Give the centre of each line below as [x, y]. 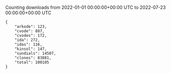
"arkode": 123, [31, 27]
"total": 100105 [32, 62]
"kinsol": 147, [31, 49]
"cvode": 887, [30, 31]
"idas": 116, [28, 44]
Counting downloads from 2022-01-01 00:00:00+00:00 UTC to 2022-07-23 [85, 7]
